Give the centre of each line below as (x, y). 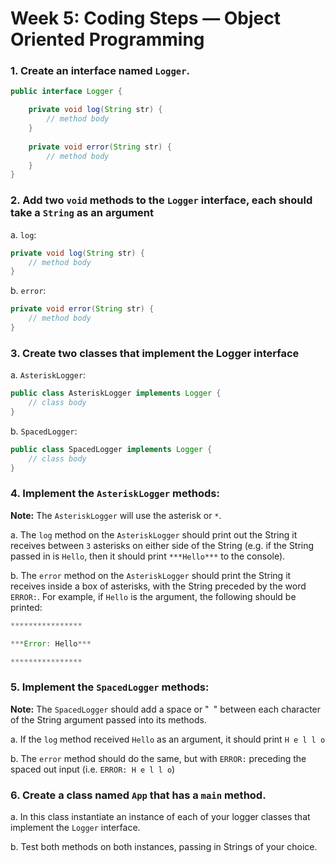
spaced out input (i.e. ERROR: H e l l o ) (93, 769)
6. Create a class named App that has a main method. (138, 795)
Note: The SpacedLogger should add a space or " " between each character (166, 709)
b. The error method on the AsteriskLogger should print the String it (151, 575)
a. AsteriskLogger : (48, 375)
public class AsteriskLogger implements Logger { (116, 393)
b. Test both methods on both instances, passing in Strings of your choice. (164, 846)
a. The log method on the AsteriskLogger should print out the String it (154, 534)
